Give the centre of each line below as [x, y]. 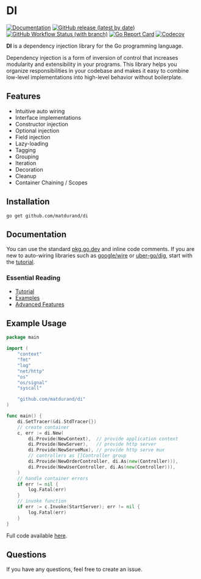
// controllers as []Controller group [77, 456]
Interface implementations [48, 117]
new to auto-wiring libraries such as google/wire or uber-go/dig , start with [100, 256]
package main [23, 337]
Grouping [27, 156]
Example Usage [37, 323]
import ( [17, 349]
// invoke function [42, 501]
